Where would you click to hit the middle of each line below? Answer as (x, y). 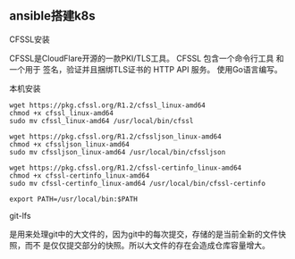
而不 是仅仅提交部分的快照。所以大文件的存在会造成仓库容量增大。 (147, 245)
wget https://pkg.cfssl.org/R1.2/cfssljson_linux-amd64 (115, 137)
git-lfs (20, 215)
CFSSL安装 (30, 39)
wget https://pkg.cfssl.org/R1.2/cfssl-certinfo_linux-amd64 (126, 168)
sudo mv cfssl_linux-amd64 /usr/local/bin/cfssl (101, 121)
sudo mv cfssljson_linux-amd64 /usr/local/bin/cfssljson (118, 152)
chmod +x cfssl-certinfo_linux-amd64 (80, 175)
